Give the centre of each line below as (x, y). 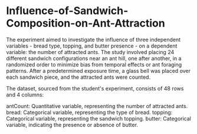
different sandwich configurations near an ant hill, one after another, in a (94, 58)
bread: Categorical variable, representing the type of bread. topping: (89, 112)
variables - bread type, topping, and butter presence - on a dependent (92, 46)
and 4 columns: (25, 95)
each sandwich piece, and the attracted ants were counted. (78, 77)
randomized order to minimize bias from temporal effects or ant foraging (94, 64)
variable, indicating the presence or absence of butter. (72, 125)
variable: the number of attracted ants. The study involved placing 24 (90, 52)
